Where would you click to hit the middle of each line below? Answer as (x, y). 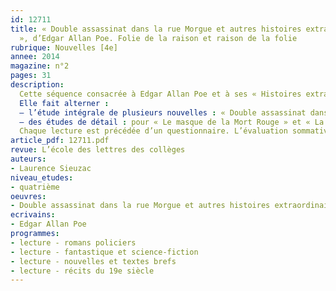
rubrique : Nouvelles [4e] (64, 47)
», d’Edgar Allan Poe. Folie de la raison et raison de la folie (158, 38)
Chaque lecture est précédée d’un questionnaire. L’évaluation (153, 131)
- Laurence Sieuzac (51, 168)
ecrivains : (33, 215)
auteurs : (28, 159)
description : (37, 85)
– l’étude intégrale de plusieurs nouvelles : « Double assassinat (163, 112)
